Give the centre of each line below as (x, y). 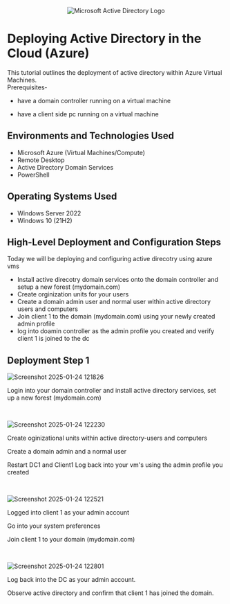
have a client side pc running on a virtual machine (88, 114)
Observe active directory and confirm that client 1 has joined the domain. (111, 593)
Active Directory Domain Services (65, 167)
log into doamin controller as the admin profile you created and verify (116, 331)
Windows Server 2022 (49, 213)
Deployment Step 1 (48, 360)
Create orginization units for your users (73, 294)
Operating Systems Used (62, 196)
